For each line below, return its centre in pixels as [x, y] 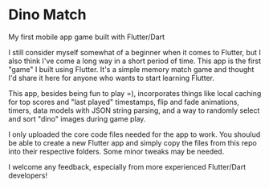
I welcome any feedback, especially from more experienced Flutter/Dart [127, 166]
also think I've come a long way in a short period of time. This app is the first [135, 61]
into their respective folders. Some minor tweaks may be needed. [116, 151]
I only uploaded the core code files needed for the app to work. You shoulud [134, 134]
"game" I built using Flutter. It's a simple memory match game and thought [131, 69]
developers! [28, 175]
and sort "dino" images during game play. [77, 118]
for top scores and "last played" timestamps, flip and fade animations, [124, 102]
